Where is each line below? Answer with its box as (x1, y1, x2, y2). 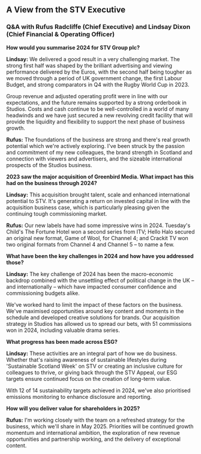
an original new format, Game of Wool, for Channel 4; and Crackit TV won (6, 234, 189, 241)
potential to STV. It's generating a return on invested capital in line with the (6, 197, 191, 204)
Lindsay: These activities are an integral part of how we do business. (6, 350, 177, 357)
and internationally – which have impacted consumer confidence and (6, 283, 177, 290)
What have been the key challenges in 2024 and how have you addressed (6, 252, 194, 259)
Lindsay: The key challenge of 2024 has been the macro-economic (6, 270, 174, 277)
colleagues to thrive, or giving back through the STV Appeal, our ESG (6, 368, 178, 376)
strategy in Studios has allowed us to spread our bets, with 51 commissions (6, 320, 192, 327)
